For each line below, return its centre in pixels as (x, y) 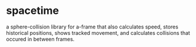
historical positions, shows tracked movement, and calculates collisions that (98, 32)
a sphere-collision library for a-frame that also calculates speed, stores (92, 27)
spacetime (33, 11)
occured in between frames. (40, 39)
